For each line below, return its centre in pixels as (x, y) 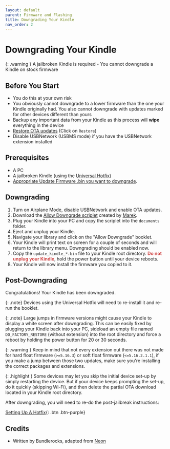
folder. (19, 226)
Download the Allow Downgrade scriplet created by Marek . (75, 215)
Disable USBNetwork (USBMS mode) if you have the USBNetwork (82, 136)
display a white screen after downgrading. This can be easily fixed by (79, 324)
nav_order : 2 (19, 24)
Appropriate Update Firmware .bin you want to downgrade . (75, 181)
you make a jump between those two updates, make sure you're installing (83, 361)
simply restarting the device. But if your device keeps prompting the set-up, (85, 382)
